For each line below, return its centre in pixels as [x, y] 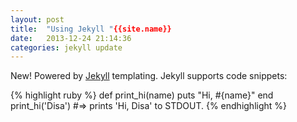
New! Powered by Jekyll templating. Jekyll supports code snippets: [149, 76]
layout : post [37, 19]
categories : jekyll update [66, 47]
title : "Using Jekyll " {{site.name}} [91, 29]
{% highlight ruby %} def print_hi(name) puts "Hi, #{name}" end [142, 95]
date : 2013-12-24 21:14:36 [71, 38]
